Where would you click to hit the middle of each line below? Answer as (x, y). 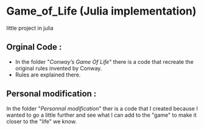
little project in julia (30, 28)
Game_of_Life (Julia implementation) (101, 11)
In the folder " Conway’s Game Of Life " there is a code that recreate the (104, 61)
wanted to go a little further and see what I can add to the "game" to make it (101, 115)
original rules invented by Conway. (58, 68)
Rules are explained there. (48, 75)
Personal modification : (51, 94)
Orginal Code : (34, 47)
